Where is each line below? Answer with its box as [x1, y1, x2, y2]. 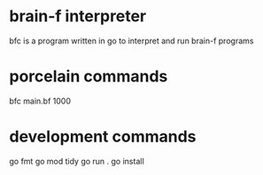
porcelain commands [9, 66, 168, 87]
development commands [9, 126, 197, 147]
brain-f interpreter [9, 6, 147, 27]
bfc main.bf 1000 [9, 95, 71, 106]
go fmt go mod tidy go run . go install [9, 156, 144, 166]
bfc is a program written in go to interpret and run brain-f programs [9, 35, 254, 46]
